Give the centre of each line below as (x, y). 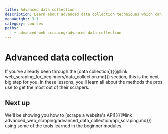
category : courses (24, 24)
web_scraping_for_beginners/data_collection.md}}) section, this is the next (82, 77)
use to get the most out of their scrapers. (47, 87)
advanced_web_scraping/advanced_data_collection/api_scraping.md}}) (79, 120)
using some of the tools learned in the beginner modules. (64, 126)
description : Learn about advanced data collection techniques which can (84, 14)
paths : (12, 28)
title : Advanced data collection (40, 10)
